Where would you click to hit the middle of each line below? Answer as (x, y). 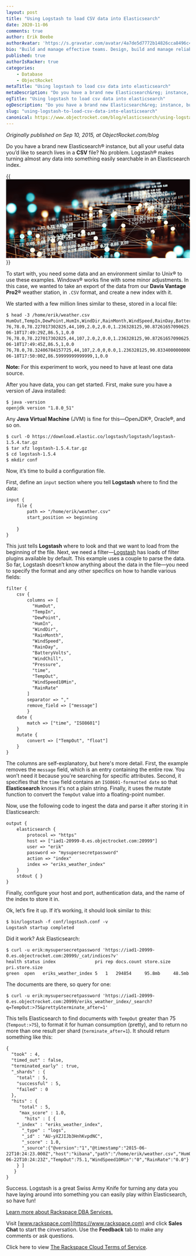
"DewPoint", (46, 618)
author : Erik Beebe (30, 37)
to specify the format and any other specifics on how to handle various (91, 571)
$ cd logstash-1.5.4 (31, 454)
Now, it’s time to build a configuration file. (56, 471)
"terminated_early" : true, (45, 1066)
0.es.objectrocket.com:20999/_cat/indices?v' (62, 956)
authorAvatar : (23, 43)
